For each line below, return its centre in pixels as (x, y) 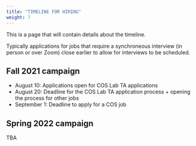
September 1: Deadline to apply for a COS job (71, 105)
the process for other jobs (47, 98)
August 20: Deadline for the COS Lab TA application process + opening (102, 92)
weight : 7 (19, 17)
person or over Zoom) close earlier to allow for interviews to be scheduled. (98, 52)
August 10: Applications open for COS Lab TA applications (86, 86)
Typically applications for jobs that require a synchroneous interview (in (94, 46)
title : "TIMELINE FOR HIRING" (44, 12)
